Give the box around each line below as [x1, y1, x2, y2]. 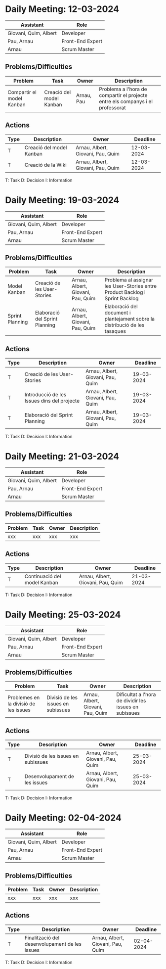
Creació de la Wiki [24, 161, 67, 168]
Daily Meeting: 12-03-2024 [5, 3, 120, 15]
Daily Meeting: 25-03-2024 [5, 609, 121, 620]
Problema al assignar [104, 277, 154, 283]
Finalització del [24, 934, 60, 941]
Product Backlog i [104, 289, 146, 296]
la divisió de [7, 700, 36, 707]
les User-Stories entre [104, 283, 157, 290]
